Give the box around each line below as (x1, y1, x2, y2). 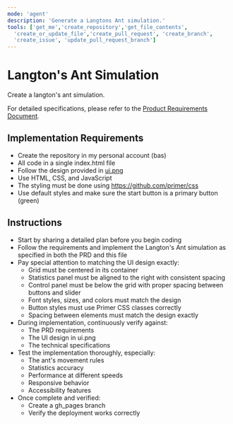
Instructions (7, 217, 62, 229)
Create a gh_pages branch (28, 401, 106, 409)
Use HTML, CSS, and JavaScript (17, 173, 112, 182)
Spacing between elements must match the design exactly (28, 311, 199, 319)
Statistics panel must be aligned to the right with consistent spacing (28, 273, 226, 282)
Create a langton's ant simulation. (7, 91, 105, 99)
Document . (7, 112, 40, 120)
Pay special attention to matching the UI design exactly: (17, 258, 180, 266)
